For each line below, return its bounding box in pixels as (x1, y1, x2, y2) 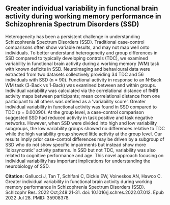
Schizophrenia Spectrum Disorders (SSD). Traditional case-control (5, 39, 145, 45)
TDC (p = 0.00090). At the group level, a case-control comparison (5, 109, 144, 115)
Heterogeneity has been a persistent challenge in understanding (5, 33, 140, 40)
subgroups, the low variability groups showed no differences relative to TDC (5, 125, 165, 131)
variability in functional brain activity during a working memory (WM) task (5, 61, 159, 67)
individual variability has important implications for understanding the (5, 158, 151, 164)
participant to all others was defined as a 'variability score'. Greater (5, 98, 146, 104)
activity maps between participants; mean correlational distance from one (5, 93, 160, 99)
